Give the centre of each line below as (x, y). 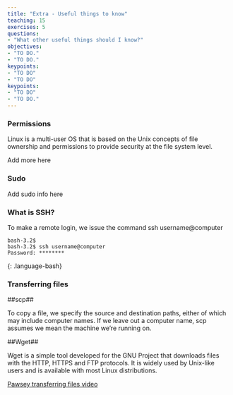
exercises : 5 (26, 27)
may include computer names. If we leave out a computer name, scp (107, 321)
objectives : (25, 47)
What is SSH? (31, 212)
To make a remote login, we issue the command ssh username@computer (115, 227)
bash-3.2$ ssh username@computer (56, 247)
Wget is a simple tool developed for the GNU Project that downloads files (113, 355)
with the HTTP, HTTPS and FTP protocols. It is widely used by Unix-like (111, 363)
